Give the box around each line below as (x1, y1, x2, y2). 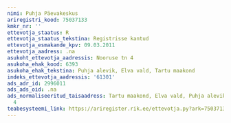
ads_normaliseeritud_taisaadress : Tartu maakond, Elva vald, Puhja (7, 93, 205, 100)
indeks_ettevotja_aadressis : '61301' (7, 73, 115, 81)
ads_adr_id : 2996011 (7, 80, 67, 87)
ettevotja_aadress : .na (7, 49, 76, 55)
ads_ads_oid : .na (7, 86, 57, 93)
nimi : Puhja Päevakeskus (7, 10, 78, 17)
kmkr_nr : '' (7, 23, 41, 29)
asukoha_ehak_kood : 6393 (7, 61, 78, 68)
